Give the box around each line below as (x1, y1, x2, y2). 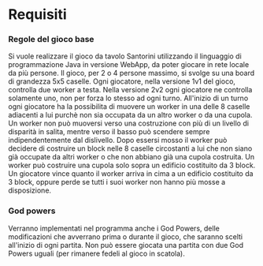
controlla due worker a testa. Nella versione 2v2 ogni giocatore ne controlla (8, 85, 253, 95)
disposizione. (8, 185, 52, 195)
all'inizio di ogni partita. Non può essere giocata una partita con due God (8, 240, 244, 249)
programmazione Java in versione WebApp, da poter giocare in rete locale (8, 60, 250, 69)
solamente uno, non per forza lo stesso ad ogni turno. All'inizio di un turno (8, 93, 249, 103)
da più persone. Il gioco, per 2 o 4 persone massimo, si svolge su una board (8, 69, 255, 78)
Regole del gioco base (8, 34, 94, 45)
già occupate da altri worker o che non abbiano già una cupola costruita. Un (8, 152, 255, 162)
